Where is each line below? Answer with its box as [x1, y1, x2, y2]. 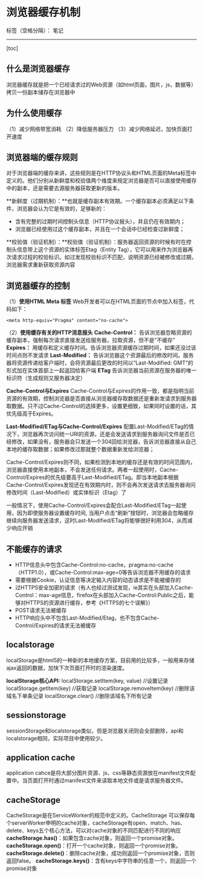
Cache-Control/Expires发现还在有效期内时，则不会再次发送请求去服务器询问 [6, 481, 196, 489]
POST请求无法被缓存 [14, 607, 67, 614]
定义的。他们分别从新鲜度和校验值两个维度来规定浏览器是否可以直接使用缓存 [6, 177, 197, 184]
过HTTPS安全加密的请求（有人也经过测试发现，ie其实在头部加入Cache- [14, 584, 193, 591]
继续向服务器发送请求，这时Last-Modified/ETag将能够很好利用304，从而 [6, 517, 187, 524]
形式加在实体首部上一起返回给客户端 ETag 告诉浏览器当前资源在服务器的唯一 [6, 367, 197, 374]
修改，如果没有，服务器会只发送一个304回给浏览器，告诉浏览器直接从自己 [11, 438, 196, 446]
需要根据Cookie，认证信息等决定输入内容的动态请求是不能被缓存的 [14, 577, 181, 583]
